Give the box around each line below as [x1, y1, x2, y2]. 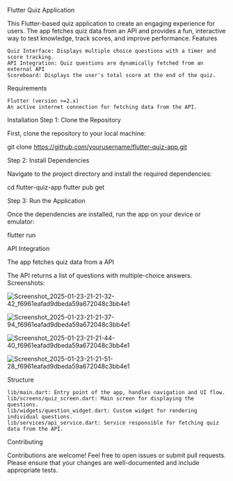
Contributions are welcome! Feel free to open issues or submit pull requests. [7, 451, 226, 459]
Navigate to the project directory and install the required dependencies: [7, 170, 212, 178]
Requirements [7, 84, 47, 92]
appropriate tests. [7, 466, 58, 474]
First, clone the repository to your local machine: [7, 129, 146, 138]
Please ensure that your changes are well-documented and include [7, 459, 200, 466]
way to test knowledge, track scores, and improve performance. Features [7, 34, 218, 42]
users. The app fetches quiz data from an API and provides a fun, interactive [7, 27, 226, 35]
